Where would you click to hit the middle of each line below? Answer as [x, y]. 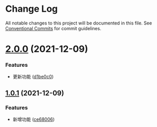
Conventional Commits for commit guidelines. [53, 28]
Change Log [31, 9]
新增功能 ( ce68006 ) [33, 119]
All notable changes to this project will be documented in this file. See [79, 23]
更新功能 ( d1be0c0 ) [33, 77]
